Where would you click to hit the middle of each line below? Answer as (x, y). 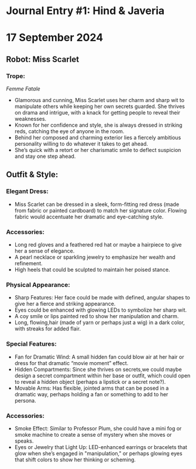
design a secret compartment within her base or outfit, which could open (102, 375)
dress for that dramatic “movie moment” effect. (71, 363)
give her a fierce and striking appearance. (65, 304)
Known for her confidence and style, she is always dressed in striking (98, 125)
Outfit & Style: (32, 175)
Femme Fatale (23, 89)
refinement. (28, 264)
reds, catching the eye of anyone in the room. (69, 131)
